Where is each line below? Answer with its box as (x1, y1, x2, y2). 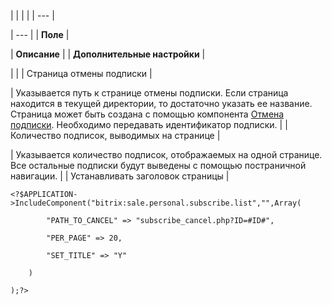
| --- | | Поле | (10, 29, 70, 40)
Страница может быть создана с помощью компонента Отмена (10, 108, 285, 120)
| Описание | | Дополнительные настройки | (10, 48, 206, 60)
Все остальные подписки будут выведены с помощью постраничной (10, 160, 307, 171)
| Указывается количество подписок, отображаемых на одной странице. (10, 149, 323, 160)
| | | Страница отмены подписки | (10, 68, 153, 79)
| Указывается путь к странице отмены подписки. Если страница (10, 87, 289, 99)
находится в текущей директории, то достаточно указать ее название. (10, 98, 313, 109)
